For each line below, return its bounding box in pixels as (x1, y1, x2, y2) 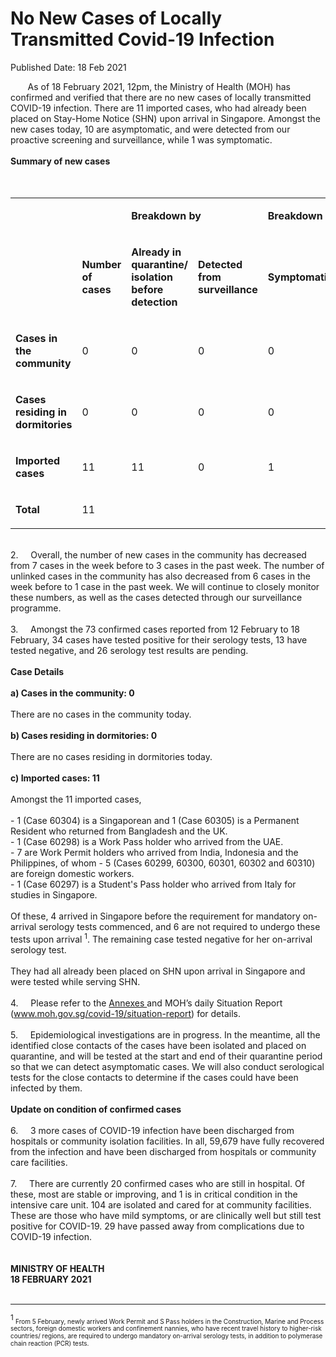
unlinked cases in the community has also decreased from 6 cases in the (10, 570, 311, 582)
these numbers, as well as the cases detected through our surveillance (10, 591, 303, 603)
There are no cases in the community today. (10, 708, 192, 720)
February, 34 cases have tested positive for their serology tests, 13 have (10, 633, 308, 646)
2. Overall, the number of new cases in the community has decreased (10, 548, 307, 561)
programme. (10, 602, 62, 614)
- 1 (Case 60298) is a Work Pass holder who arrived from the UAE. (10, 835, 284, 847)
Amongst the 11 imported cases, (10, 793, 142, 805)
